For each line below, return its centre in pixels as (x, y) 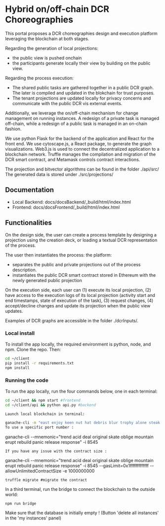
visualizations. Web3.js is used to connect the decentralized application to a (82, 149)
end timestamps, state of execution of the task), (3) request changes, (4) (79, 300)
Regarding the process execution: (40, 78)
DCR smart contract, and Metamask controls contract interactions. (73, 159)
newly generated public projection (47, 280)
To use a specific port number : (40, 427)
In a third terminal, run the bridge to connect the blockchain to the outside (80, 489)
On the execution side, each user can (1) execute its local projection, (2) (78, 290)
